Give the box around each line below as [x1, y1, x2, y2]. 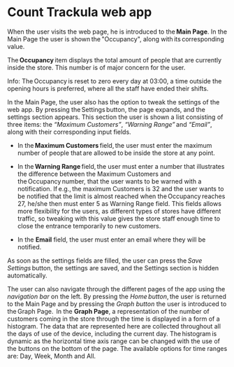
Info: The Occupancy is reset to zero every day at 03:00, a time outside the [7, 76, 222, 85]
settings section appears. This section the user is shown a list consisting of [7, 113, 224, 121]
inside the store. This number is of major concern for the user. [7, 63, 186, 71]
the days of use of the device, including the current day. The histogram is [7, 329, 217, 338]
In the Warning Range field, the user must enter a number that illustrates [17, 162, 225, 170]
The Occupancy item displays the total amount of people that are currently [7, 55, 222, 64]
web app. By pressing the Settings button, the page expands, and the [7, 105, 206, 113]
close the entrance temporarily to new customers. [17, 221, 161, 230]
